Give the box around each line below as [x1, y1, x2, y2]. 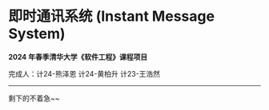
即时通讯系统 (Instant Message [8, 7, 215, 26]
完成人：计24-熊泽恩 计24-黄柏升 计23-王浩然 [8, 69, 161, 78]
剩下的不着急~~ [8, 93, 60, 103]
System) [8, 25, 66, 43]
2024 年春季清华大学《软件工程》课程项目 [8, 52, 148, 61]
